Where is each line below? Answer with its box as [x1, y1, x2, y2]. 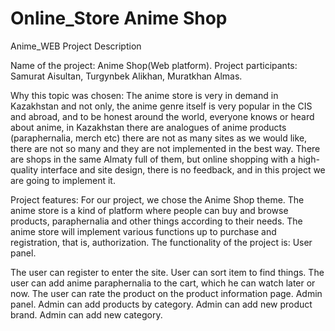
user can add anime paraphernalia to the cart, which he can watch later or [10, 277, 316, 289]
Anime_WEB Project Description [10, 40, 142, 52]
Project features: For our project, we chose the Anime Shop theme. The [10, 193, 305, 206]
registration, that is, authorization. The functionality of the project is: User [10, 236, 313, 248]
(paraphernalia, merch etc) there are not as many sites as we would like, [10, 132, 308, 144]
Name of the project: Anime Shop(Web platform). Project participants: [10, 59, 298, 71]
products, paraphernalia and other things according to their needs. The [10, 215, 303, 227]
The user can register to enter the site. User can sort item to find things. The [10, 266, 325, 278]
